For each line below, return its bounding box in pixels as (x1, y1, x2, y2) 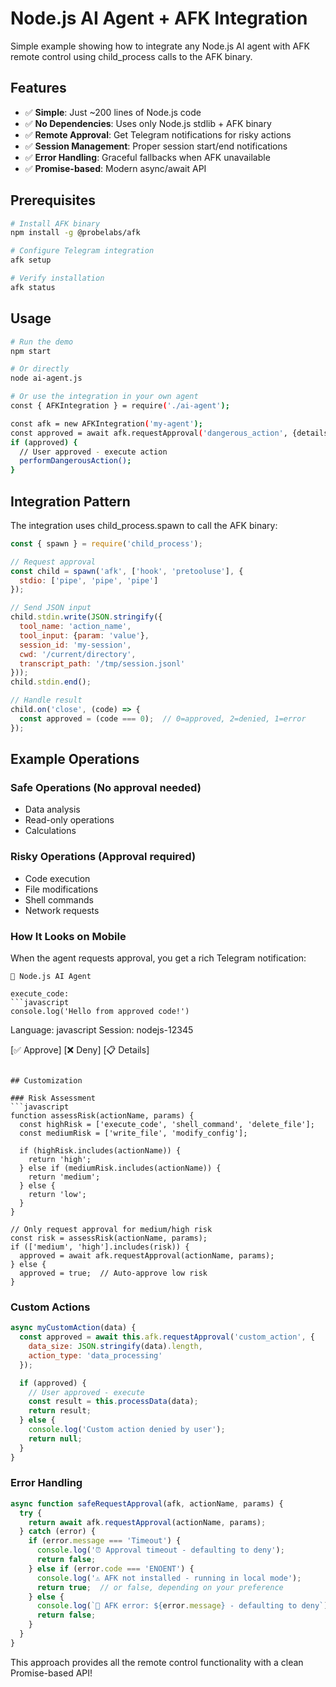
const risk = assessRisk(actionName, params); (10, 1233, 208, 1243)
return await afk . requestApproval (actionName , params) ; (28, 1517, 267, 1527)
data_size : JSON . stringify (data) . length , (28, 1342, 203, 1352)
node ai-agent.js (10, 373, 83, 384)
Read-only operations (24, 814, 115, 826)
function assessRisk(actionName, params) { (10, 1110, 195, 1121)
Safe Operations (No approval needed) (10, 781, 202, 794)
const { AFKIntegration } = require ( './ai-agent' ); (10, 401, 230, 411)
